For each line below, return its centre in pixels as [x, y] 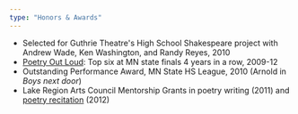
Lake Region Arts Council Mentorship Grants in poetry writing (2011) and [156, 90]
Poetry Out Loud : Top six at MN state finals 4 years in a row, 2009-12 [150, 61]
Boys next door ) [52, 80]
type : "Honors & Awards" [56, 17]
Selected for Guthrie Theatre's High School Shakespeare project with [150, 43]
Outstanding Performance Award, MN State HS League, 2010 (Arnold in [154, 71]
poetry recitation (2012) [66, 100]
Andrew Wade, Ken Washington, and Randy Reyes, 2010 [126, 52]
